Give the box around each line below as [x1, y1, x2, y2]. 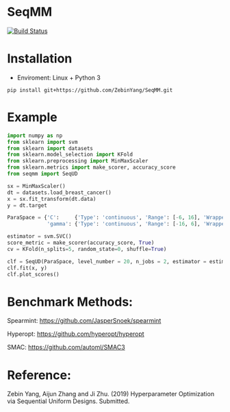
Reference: [7, 367, 72, 383]
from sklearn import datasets [7, 145, 94, 152]
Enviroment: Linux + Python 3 [16, 73, 101, 82]
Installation [7, 51, 73, 66]
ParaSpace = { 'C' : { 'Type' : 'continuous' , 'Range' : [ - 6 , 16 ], [7, 214, 201, 221]
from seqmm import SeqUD [7, 171, 78, 178]
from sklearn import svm [7, 138, 78, 145]
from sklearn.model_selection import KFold [7, 152, 133, 158]
